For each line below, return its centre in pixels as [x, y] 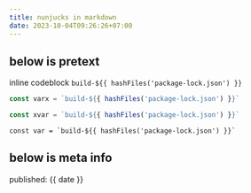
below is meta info [61, 158]
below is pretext [55, 62]
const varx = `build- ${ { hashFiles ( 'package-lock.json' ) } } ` [125, 99]
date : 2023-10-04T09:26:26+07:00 [71, 26]
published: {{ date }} [47, 179]
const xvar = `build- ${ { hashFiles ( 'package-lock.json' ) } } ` [125, 115]
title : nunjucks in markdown [63, 17]
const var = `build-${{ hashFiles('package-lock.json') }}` [123, 131]
